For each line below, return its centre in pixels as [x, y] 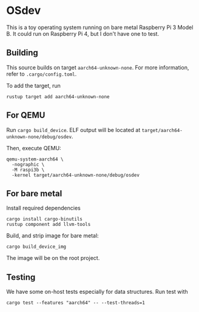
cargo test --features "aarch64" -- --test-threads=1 [76, 303]
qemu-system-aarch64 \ [35, 159]
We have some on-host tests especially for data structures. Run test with [97, 292]
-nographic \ [28, 164]
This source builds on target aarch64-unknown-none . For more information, [98, 67]
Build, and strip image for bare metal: [52, 236]
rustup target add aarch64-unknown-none [58, 97]
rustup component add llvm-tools [49, 225]
